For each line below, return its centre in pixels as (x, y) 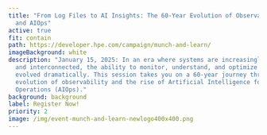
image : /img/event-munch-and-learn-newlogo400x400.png (101, 119)
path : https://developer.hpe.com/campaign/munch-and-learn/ (110, 45)
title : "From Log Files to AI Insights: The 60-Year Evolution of (120, 15)
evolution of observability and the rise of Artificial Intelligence (133, 82)
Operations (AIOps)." (51, 89)
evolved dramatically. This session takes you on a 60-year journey (131, 75)
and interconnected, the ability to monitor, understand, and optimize (137, 67)
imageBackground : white (48, 52)
